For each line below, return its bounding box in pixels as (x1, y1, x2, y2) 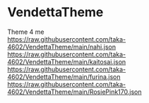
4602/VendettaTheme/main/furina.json (7, 72, 121, 81)
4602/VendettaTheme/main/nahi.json (7, 42, 117, 51)
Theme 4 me (7, 28, 44, 36)
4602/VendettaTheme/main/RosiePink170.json (7, 87, 142, 96)
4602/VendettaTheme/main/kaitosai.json (7, 57, 126, 66)
